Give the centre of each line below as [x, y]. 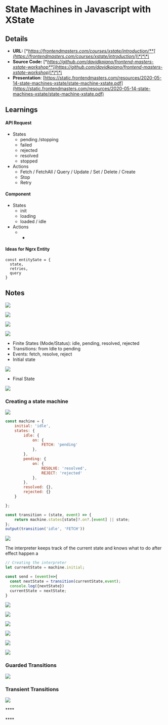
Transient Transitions [32, 689]
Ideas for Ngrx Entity [28, 249]
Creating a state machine [37, 401]
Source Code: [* [30, 62]
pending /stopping [39, 139]
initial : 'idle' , [33, 426]
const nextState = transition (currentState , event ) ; [66, 581]
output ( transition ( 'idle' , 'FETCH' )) [45, 529]
